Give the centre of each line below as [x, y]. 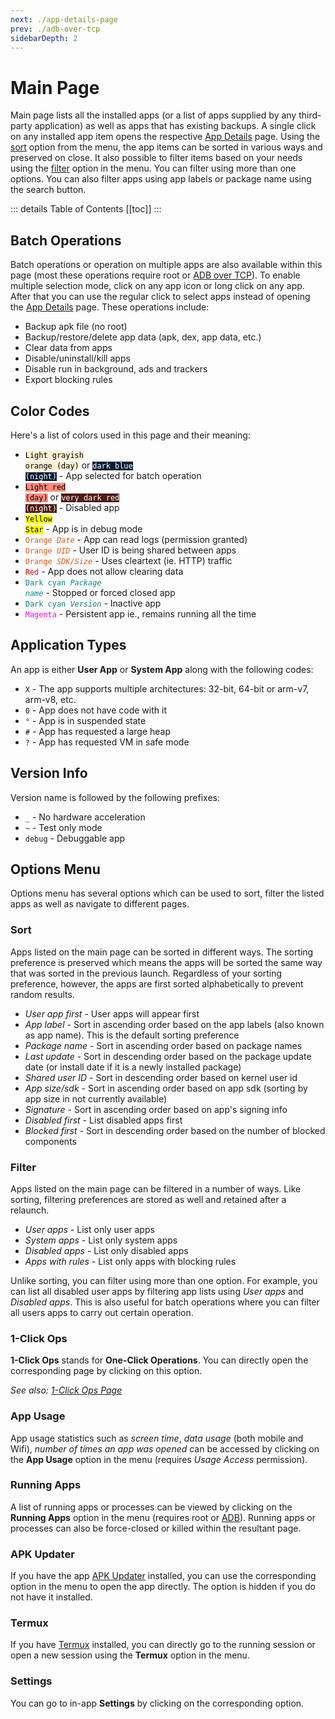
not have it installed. [51, 1597]
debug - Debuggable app [75, 838]
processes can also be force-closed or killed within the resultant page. [156, 1528]
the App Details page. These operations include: [110, 307]
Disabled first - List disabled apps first [103, 1120]
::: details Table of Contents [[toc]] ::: [86, 209]
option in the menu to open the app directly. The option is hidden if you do [163, 1587]
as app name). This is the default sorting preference [132, 1035]
